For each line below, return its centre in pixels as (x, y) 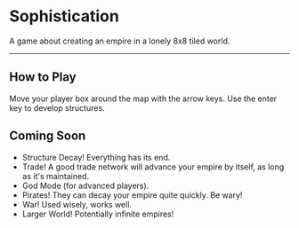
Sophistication (65, 16)
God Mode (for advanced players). (85, 185)
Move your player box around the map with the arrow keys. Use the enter (143, 98)
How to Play (43, 77)
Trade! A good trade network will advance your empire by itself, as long (153, 167)
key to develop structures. (57, 107)
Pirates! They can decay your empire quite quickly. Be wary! (132, 195)
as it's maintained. (56, 176)
